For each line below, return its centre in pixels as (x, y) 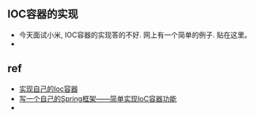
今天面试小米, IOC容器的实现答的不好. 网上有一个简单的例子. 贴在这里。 (135, 35)
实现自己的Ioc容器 (48, 89)
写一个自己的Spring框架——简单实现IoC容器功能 (98, 98)
